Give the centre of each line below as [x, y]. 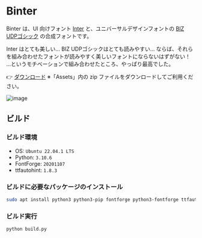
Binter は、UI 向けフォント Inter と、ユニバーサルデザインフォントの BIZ [95, 28]
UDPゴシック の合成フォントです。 [49, 36]
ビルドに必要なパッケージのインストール [65, 187]
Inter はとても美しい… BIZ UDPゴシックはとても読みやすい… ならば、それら [100, 49]
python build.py [26, 229]
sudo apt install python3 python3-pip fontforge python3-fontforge [93, 199]
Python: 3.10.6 [33, 157]
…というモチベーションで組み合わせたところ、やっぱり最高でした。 [90, 64]
